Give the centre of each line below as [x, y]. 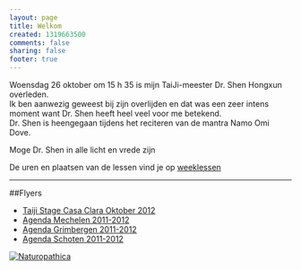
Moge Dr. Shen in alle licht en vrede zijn [82, 150]
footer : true [34, 59]
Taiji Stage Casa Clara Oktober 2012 [89, 210]
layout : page [34, 17]
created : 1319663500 [48, 34]
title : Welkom [36, 26]
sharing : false [38, 51]
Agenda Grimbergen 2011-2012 [79, 229]
